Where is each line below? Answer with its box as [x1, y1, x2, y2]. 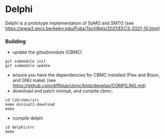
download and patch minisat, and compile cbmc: [12, 88, 113, 94]
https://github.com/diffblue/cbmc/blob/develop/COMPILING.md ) [12, 82, 146, 88]
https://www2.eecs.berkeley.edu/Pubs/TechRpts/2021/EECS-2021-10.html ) [5, 25, 160, 31]
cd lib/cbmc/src [5, 97, 39, 103]
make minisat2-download [5, 102, 55, 107]
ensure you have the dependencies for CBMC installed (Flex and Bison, [12, 72, 160, 78]
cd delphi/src [5, 125, 35, 130]
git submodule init [5, 59, 46, 64]
